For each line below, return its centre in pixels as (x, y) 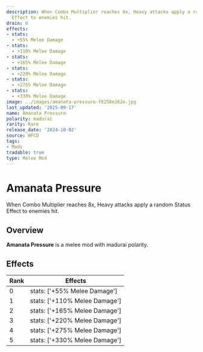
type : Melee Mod (27, 158)
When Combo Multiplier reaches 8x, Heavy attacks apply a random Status (98, 205)
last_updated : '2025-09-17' (42, 107)
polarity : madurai (29, 119)
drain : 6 (17, 23)
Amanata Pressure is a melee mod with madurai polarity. (77, 245)
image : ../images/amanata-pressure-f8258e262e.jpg (71, 102)
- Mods (14, 147)
